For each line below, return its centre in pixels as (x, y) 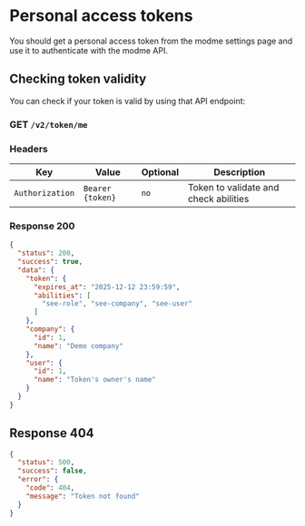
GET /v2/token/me (49, 124)
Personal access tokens (101, 16)
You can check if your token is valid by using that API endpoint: (128, 101)
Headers (29, 149)
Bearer (97, 188)
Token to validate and (233, 187)
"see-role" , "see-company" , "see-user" (118, 304)
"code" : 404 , (50, 488)
